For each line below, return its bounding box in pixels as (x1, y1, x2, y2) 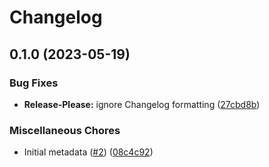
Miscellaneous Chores (9, 123, 121, 137)
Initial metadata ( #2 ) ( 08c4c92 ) (23, 146, 154, 158)
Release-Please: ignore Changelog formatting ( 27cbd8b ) (23, 98, 261, 110)
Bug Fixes (9, 76, 59, 90)
